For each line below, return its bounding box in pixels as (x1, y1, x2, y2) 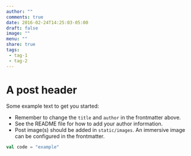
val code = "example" (6, 144, 60, 150)
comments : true (6, 14, 44, 20)
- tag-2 (8, 58, 28, 64)
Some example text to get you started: (6, 102, 99, 109)
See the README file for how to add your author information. (14, 120, 163, 127)
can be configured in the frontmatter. (14, 133, 105, 140)
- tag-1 (8, 52, 28, 58)
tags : (6, 47, 20, 53)
